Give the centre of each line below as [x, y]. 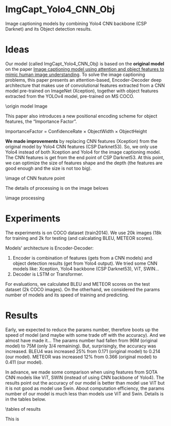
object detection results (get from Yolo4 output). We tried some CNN [85, 263]
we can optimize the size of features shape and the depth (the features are [84, 163]
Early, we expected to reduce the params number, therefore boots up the [82, 330]
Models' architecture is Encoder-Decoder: [50, 248]
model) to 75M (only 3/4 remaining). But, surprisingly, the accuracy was [81, 346]
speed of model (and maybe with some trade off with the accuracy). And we [86, 335]
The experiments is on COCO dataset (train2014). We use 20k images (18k [83, 233]
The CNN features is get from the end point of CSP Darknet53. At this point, [85, 157]
